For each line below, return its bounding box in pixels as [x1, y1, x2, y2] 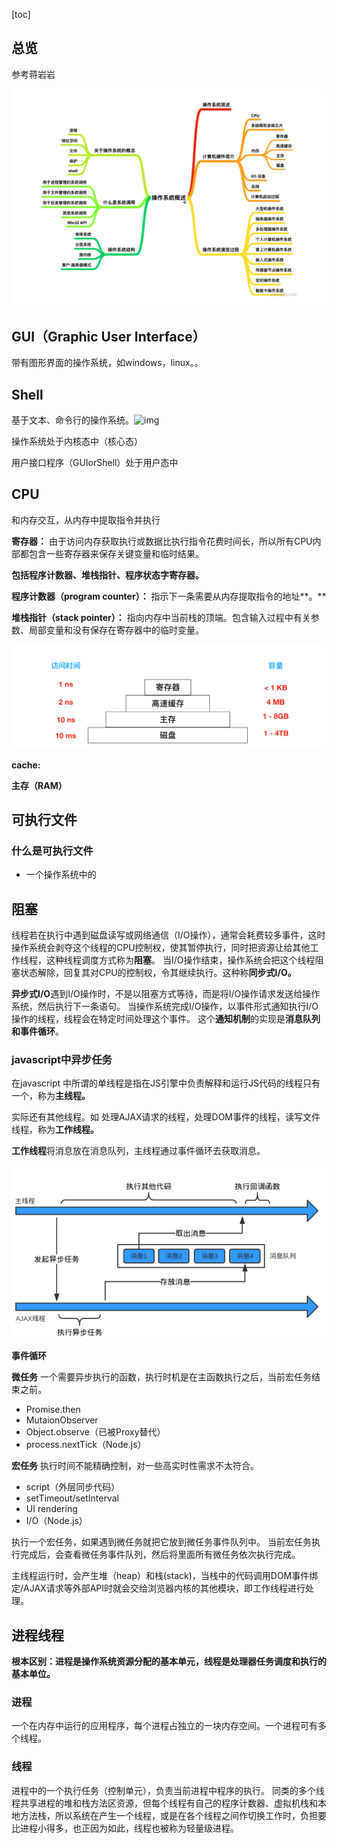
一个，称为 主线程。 [11, 1090, 91, 1102]
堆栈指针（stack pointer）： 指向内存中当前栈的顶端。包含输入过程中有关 [11, 611, 311, 623]
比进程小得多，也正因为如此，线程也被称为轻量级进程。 [11, 1822, 239, 1834]
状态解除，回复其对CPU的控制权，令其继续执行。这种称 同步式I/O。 [19, 967, 297, 979]
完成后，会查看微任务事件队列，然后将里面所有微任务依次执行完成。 [19, 1549, 301, 1561]
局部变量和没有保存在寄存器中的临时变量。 [28, 624, 204, 636]
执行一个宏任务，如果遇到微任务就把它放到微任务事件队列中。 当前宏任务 [11, 1536, 312, 1548]
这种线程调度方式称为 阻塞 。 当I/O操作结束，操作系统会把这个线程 [45, 954, 316, 966]
